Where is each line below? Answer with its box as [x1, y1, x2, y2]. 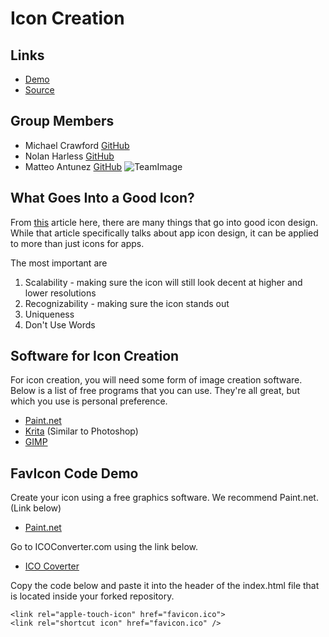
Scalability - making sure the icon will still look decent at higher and [24, 276, 303, 288]
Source [24, 84, 55, 96]
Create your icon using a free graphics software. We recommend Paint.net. [10, 492, 319, 504]
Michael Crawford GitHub [24, 139, 130, 151]
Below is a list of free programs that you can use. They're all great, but [10, 385, 300, 397]
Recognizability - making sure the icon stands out [24, 297, 230, 309]
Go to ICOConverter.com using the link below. [10, 541, 199, 553]
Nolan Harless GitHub [24, 150, 115, 162]
